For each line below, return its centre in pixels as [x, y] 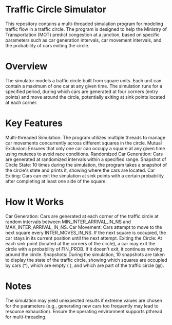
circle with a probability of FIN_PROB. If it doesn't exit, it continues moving [84, 249]
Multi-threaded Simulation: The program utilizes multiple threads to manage [85, 137]
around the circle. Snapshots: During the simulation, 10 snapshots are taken [85, 254]
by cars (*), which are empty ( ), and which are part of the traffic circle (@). [85, 265]
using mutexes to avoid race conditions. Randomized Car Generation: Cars [84, 154]
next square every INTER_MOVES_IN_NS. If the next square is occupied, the [86, 232]
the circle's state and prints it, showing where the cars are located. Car [80, 170]
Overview [26, 67]
